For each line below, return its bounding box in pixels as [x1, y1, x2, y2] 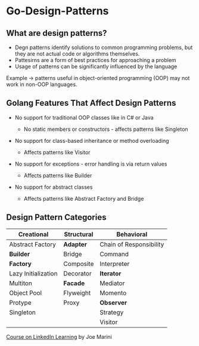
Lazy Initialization [9, 269, 58, 277]
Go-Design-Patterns [6, 4, 109, 18]
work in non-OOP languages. [6, 81, 77, 88]
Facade [63, 279, 85, 287]
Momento [99, 289, 127, 297]
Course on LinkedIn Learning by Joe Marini [6, 333, 112, 340]
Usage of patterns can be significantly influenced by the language [14, 63, 178, 70]
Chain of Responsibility [99, 240, 164, 249]
